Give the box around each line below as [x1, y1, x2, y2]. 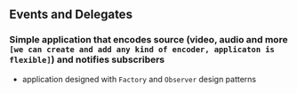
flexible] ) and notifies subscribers [9, 53, 165, 66]
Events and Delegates [9, 7, 133, 22]
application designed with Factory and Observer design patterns [21, 74, 256, 84]
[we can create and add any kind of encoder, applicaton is [9, 44, 276, 55]
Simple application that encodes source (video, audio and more [9, 34, 288, 46]
